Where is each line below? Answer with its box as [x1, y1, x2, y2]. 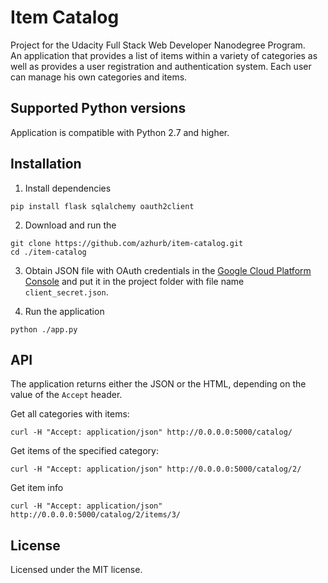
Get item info [10, 482, 64, 494]
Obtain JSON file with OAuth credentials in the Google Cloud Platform [24, 264, 312, 276]
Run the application [24, 305, 105, 317]
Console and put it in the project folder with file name [24, 275, 245, 287]
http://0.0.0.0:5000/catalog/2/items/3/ [10, 510, 182, 520]
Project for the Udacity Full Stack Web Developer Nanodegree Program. [10, 39, 306, 51]
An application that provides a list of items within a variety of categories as [10, 49, 318, 61]
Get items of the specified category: [10, 445, 159, 457]
